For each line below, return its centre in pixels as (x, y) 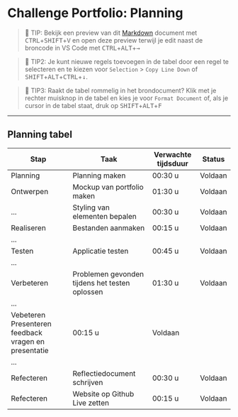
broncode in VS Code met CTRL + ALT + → (82, 48)
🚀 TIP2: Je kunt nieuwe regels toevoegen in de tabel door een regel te (126, 61)
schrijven (88, 382)
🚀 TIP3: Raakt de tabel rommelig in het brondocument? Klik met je (120, 90)
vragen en (28, 341)
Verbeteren (29, 283)
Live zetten (91, 403)
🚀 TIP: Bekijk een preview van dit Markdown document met (111, 33)
